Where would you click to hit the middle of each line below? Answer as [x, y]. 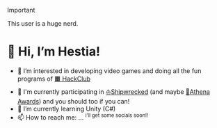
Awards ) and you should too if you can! [73, 101]
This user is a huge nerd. [43, 23]
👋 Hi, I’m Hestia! [54, 52]
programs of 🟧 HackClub [54, 79]
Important [21, 10]
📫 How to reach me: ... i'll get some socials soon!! [83, 116]
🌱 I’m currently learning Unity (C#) [66, 109]
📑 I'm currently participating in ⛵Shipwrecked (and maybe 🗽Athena [114, 91]
